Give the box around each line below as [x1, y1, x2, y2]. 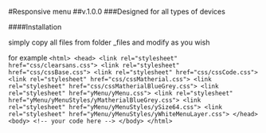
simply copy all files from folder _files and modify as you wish [8, 37, 210, 47]
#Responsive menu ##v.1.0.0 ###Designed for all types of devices [8, 7, 225, 16]
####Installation [8, 22, 62, 31]
